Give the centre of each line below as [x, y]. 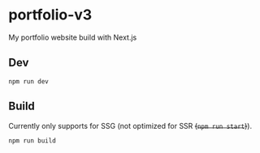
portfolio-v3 [50, 15]
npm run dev [28, 81]
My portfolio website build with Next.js [73, 37]
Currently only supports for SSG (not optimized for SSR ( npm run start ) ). [130, 125]
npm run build [32, 140]
